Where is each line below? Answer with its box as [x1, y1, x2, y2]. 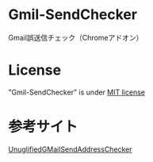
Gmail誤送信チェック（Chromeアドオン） [8, 33, 143, 42]
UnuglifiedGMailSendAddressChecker [8, 145, 132, 154]
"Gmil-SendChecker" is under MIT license [8, 87, 145, 97]
